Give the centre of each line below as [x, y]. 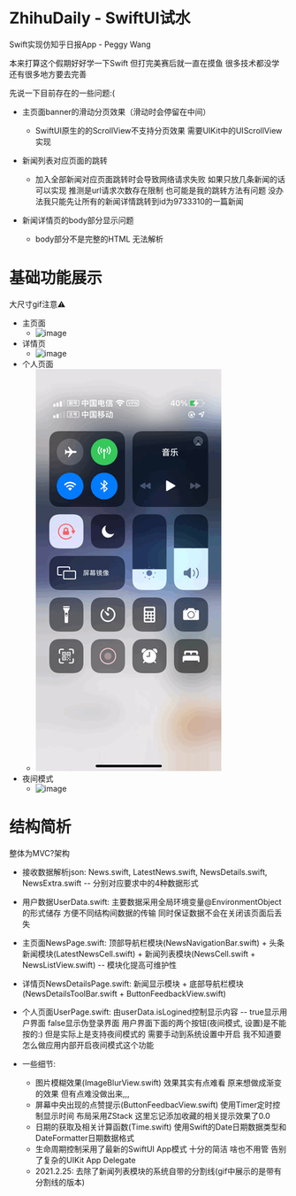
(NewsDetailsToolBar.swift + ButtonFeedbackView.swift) [124, 993]
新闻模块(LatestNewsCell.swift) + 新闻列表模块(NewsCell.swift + [139, 954]
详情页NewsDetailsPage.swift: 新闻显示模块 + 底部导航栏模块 [133, 984]
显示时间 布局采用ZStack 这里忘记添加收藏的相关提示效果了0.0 [157, 1115]
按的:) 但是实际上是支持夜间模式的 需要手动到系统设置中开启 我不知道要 [152, 1034]
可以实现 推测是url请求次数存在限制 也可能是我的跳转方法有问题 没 [156, 190]
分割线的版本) [60, 1182]
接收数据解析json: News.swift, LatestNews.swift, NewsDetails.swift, [144, 871]
